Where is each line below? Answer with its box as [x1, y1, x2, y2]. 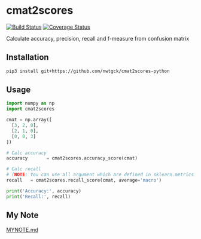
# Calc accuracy [6, 150, 47, 156]
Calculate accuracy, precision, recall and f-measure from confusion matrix [6, 35, 190, 42]
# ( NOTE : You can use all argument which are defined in [6, 171, 151, 178]
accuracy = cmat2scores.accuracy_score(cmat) [6, 155, 138, 161]
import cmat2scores [6, 106, 55, 112]
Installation [6, 52, 49, 63]
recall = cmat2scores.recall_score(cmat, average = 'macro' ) [6, 177, 162, 183]
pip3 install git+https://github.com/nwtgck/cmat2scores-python [6, 68, 170, 74]
